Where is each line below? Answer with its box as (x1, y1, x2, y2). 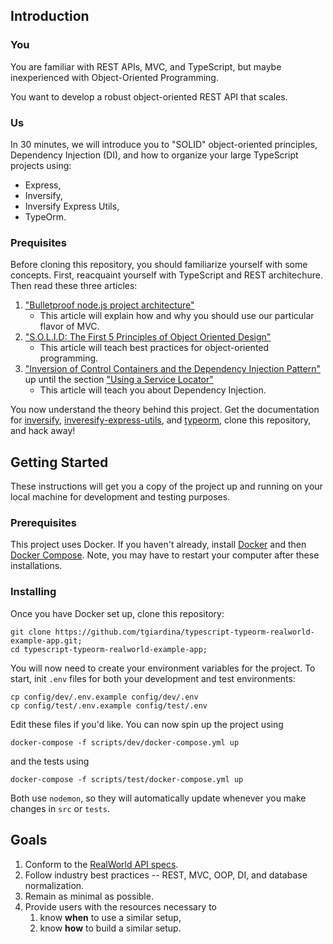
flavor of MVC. (39, 320, 100, 333)
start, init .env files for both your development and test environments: (10, 672, 296, 684)
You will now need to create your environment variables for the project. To (10, 662, 316, 674)
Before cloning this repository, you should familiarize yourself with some (10, 259, 308, 271)
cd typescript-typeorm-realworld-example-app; (10, 644, 208, 654)
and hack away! (10, 425, 76, 437)
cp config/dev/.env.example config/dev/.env (10, 692, 199, 702)
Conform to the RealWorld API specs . (24, 858, 179, 870)
